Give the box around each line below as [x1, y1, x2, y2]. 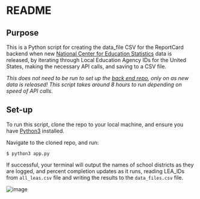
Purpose [6, 28, 39, 38]
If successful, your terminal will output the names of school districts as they [6, 161, 194, 168]
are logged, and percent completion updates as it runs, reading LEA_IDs [6, 167, 185, 175]
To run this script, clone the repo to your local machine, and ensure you [6, 121, 184, 128]
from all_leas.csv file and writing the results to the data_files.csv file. [6, 174, 184, 181]
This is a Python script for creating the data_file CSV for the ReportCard [6, 43, 184, 51]
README [6, 4, 52, 17]
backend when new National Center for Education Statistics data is [6, 50, 172, 57]
